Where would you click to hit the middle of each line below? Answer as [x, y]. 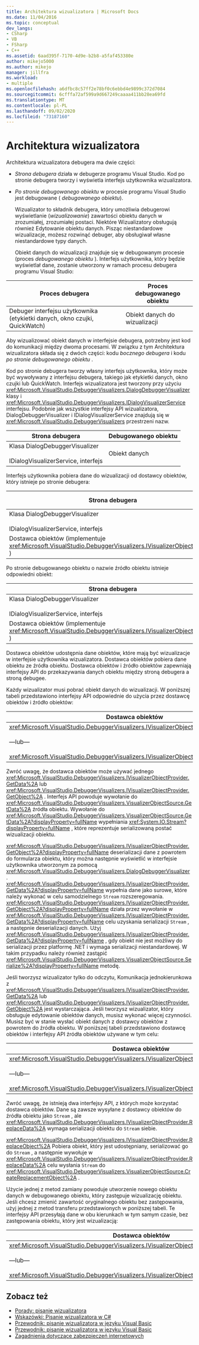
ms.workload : [22, 78]
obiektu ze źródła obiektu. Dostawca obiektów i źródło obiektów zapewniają [99, 666]
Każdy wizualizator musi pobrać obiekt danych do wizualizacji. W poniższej [98, 690]
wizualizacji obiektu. [31, 834]
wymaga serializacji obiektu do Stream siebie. [102, 1128]
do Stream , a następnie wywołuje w [49, 1153]
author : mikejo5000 [30, 61]
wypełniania [113, 822]
